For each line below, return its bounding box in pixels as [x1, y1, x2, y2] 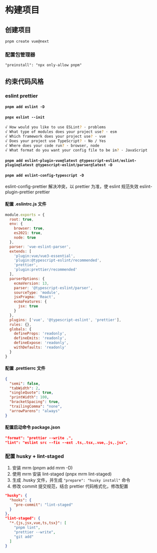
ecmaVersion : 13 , [14, 281, 49, 286]
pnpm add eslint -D [5, 104, 45, 110]
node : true [14, 235, 36, 240]
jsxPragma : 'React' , [14, 295, 56, 300]
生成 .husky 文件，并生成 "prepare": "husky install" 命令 [12, 477, 131, 483]
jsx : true [18, 304, 38, 309]
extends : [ [9, 249, 32, 254]
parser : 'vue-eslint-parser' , [9, 244, 71, 249]
